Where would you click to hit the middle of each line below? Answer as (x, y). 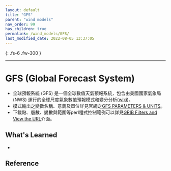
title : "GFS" (19, 15)
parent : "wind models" (29, 19)
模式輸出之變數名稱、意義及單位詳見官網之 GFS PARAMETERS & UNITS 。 (89, 106)
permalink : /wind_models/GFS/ (37, 34)
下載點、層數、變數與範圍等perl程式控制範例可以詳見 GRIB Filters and (85, 112)
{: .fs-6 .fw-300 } (23, 53)
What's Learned (31, 135)
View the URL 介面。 (34, 118)
